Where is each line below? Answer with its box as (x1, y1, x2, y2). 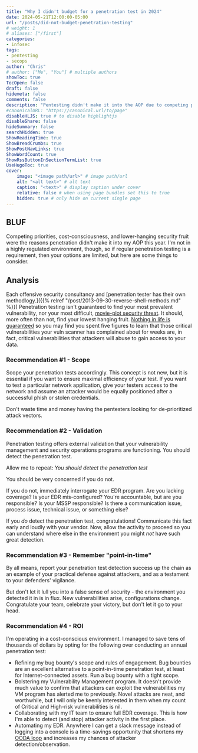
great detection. (6, 536, 45, 543)
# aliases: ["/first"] (6, 31, 62, 37)
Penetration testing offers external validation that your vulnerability (6, 440, 169, 447)
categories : (6, 36, 35, 42)
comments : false (6, 96, 46, 102)
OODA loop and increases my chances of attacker (14, 735, 137, 742)
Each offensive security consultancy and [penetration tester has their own (6, 291, 186, 298)
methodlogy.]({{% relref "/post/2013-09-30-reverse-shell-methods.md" (6, 297, 181, 304)
